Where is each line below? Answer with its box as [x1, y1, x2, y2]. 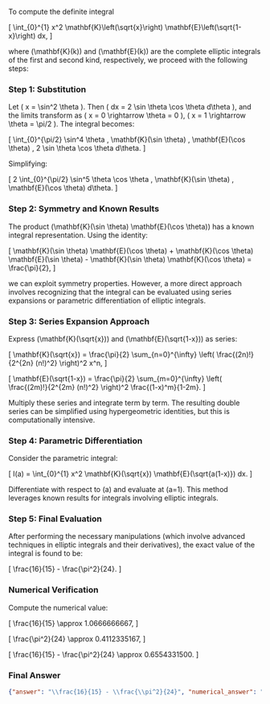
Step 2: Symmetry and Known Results [8, 203, 159, 214]
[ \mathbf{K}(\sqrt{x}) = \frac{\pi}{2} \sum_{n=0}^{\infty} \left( [8, 350, 215, 359]
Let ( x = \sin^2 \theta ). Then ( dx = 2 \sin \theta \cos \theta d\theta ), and [8, 102, 252, 112]
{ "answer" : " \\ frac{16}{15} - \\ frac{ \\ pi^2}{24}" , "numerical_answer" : [8, 688, 257, 696]
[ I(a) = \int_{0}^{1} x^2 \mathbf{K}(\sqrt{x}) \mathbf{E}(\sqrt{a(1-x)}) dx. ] [8, 469, 253, 478]
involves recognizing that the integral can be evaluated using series [8, 287, 232, 296]
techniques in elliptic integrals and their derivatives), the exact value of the [8, 540, 256, 550]
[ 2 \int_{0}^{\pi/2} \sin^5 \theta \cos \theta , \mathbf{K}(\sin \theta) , [8, 175, 235, 184]
